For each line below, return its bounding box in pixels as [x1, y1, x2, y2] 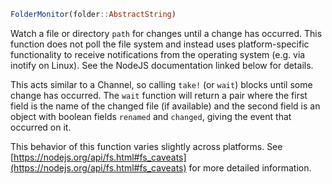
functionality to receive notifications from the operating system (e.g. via [10, 48, 306, 60]
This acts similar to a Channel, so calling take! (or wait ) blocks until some [10, 78, 313, 90]
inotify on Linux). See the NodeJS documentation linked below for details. [10, 59, 314, 71]
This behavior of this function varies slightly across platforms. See [10, 140, 283, 152]
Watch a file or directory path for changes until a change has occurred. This [10, 27, 323, 39]
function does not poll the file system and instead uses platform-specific [10, 38, 310, 50]
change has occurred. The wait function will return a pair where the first [10, 89, 308, 101]
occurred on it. [10, 121, 72, 133]
